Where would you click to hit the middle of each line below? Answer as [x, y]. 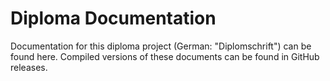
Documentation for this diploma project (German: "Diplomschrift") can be [161, 46]
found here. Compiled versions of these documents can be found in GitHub [165, 56]
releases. [29, 67]
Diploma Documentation [113, 18]
